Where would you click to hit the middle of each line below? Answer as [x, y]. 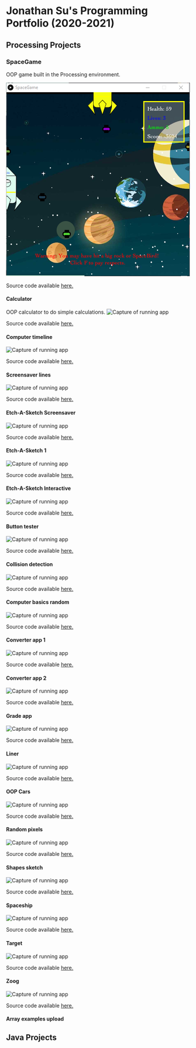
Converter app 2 [26, 678]
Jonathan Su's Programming [77, 11]
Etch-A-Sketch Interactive [39, 488]
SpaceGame [24, 62]
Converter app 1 [26, 640]
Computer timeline [29, 337]
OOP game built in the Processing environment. [63, 74]
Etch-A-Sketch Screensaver [41, 413]
